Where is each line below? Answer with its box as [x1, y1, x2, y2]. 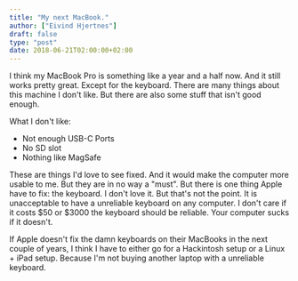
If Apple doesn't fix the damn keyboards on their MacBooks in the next [9, 234, 269, 245]
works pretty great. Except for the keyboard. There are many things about [9, 80, 280, 91]
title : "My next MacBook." [9, 12, 109, 22]
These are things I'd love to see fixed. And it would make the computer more [9, 170, 289, 181]
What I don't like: [9, 116, 71, 127]
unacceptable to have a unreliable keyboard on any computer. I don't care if [9, 197, 287, 209]
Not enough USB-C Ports [21, 133, 115, 144]
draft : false [9, 29, 58, 38]
